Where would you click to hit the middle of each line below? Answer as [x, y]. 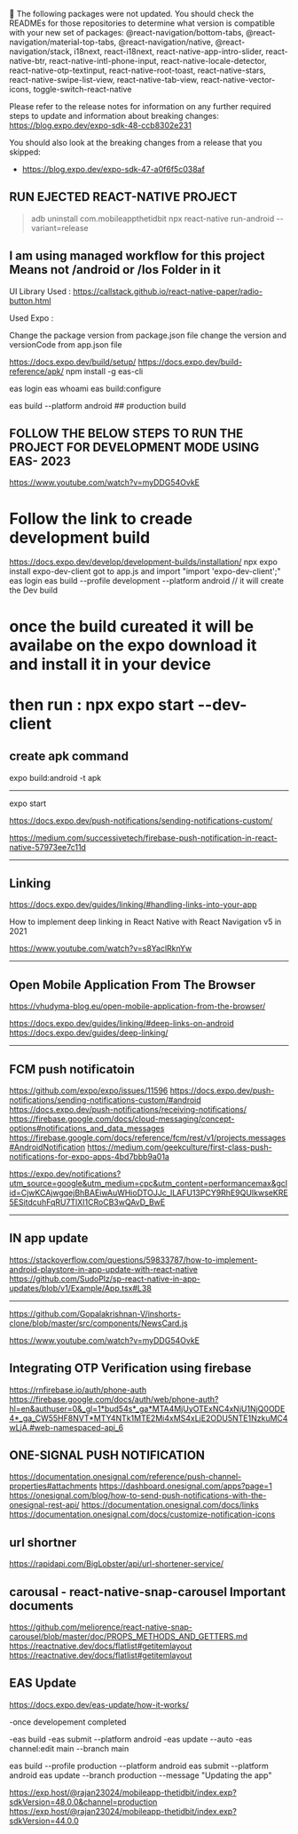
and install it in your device [110, 664]
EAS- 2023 [40, 462]
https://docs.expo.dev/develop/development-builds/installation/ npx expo [143, 562]
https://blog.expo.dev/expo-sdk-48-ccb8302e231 [101, 125]
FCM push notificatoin [72, 1069]
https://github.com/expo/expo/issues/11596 [89, 1090]
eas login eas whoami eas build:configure [85, 388]
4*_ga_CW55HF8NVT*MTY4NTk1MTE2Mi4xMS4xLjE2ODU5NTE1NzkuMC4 [149, 1418]
